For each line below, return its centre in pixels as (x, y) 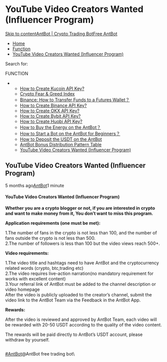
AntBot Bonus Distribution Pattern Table (61, 144)
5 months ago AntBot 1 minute (35, 185)
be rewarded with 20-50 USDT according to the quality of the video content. (83, 324)
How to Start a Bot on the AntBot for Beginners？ (70, 133)
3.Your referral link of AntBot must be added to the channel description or (81, 284)
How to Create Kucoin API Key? (52, 88)
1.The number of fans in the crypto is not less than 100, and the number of (81, 233)
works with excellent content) (36, 278)
